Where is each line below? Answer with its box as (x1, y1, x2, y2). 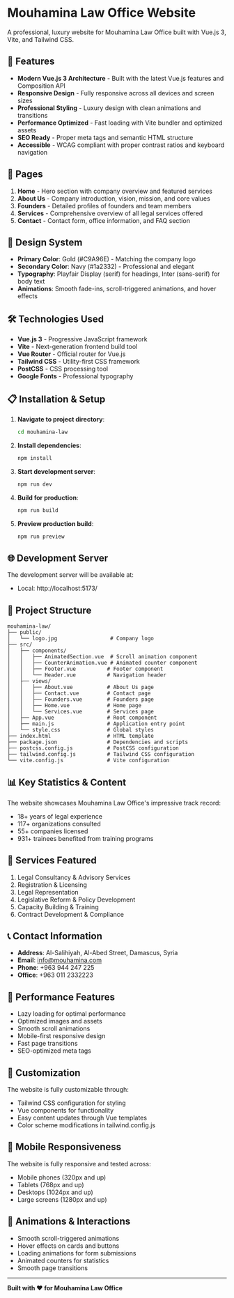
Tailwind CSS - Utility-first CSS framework (17, 357, 141, 366)
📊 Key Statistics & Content (7, 777, 127, 789)
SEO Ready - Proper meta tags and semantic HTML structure (17, 133, 194, 141)
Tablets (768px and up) (17, 1180, 84, 1189)
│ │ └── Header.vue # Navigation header (7, 672, 167, 679)
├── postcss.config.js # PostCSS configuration (7, 745, 179, 752)
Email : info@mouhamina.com (17, 956, 102, 964)
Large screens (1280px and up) (17, 1195, 107, 1203)
